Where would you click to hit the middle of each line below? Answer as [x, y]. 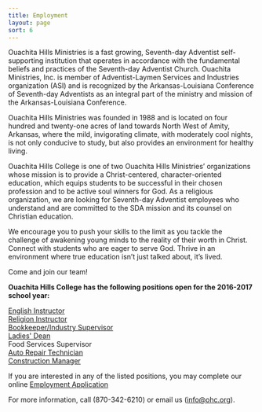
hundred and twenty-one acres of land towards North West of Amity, [119, 126]
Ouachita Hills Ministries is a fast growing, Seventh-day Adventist [114, 53]
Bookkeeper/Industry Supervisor [61, 328]
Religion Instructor [38, 319]
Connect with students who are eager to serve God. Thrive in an [112, 248]
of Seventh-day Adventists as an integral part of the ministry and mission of [131, 94]
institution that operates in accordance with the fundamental [143, 61]
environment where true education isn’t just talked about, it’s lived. [115, 257]
